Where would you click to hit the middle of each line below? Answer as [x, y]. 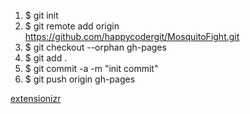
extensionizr [36, 98]
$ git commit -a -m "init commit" [91, 68]
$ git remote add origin [72, 26]
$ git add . [46, 58]
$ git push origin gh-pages [80, 79]
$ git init [41, 15]
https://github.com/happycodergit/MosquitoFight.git [132, 36]
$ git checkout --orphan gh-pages [95, 47]
